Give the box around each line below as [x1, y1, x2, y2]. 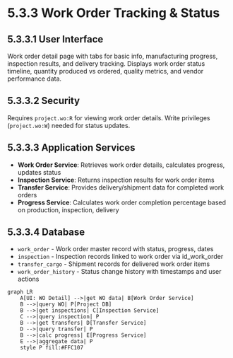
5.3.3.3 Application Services [7, 142, 136, 154]
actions [17, 275, 40, 284]
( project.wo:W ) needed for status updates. [7, 121, 131, 129]
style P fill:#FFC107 [20, 345, 83, 352]
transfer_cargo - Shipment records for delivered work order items [17, 260, 210, 268]
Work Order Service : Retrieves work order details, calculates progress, [17, 161, 225, 169]
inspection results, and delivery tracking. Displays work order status [7, 59, 205, 68]
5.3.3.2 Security [7, 95, 80, 107]
